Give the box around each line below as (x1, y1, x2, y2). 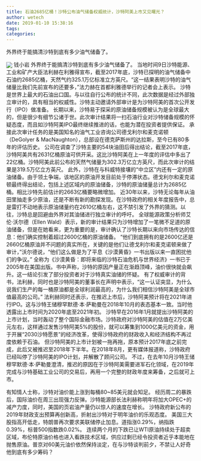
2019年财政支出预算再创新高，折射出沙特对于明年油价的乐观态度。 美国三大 (6, 411, 193, 418)
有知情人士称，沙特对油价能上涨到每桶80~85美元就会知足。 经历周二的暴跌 (6, 388, 192, 396)
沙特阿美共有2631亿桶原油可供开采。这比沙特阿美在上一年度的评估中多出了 (6, 151, 191, 158)
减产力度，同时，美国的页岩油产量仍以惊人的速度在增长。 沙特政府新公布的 (6, 403, 191, 411)
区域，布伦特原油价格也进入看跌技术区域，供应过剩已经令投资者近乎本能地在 (6, 433, 195, 441)
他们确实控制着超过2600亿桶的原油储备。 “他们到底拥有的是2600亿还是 (16, 233, 193, 240)
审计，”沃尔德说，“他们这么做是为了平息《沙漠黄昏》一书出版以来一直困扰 (6, 248, 187, 255)
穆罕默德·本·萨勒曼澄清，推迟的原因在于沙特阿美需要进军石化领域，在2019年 (6, 361, 194, 368)
